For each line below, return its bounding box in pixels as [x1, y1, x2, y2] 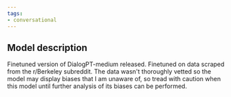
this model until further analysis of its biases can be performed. [7, 82, 188, 90]
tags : [7, 10, 23, 17]
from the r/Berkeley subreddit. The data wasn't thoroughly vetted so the [7, 67, 212, 76]
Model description [7, 42, 88, 54]
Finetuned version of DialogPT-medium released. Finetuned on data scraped [7, 60, 225, 69]
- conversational [7, 17, 57, 23]
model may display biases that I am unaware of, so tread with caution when [7, 75, 221, 83]
